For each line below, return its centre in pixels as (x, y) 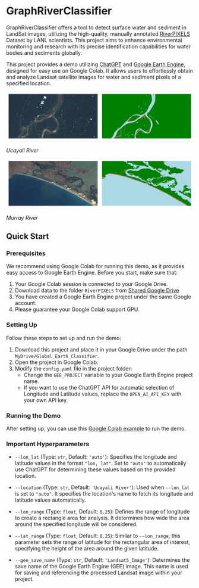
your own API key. (46, 400)
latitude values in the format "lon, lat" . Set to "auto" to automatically (100, 463)
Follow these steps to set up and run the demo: (64, 338)
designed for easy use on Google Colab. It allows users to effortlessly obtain (99, 70)
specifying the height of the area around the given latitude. (87, 549)
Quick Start (28, 237)
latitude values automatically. (50, 500)
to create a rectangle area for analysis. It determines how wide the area (102, 518)
